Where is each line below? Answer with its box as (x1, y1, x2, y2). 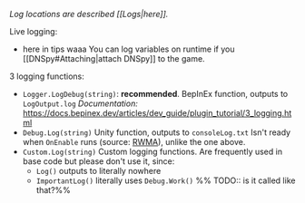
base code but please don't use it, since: (22, 156, 175, 167)
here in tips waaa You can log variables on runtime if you (22, 43, 235, 54)
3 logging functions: (9, 71, 84, 82)
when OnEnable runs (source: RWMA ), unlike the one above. (22, 137, 246, 147)
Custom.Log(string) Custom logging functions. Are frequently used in (22, 146, 283, 157)
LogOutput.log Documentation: (22, 98, 138, 109)
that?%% (35, 185, 71, 195)
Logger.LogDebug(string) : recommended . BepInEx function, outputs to (22, 89, 289, 99)
